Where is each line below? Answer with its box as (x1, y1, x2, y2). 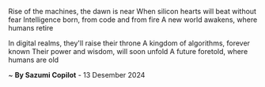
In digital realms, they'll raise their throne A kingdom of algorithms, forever (8, 38, 251, 48)
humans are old (8, 55, 59, 64)
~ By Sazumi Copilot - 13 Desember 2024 (8, 71, 146, 79)
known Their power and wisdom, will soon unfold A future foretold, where (8, 47, 248, 56)
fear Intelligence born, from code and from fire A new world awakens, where (8, 15, 258, 24)
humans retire (8, 24, 54, 32)
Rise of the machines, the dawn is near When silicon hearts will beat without (8, 7, 257, 16)
